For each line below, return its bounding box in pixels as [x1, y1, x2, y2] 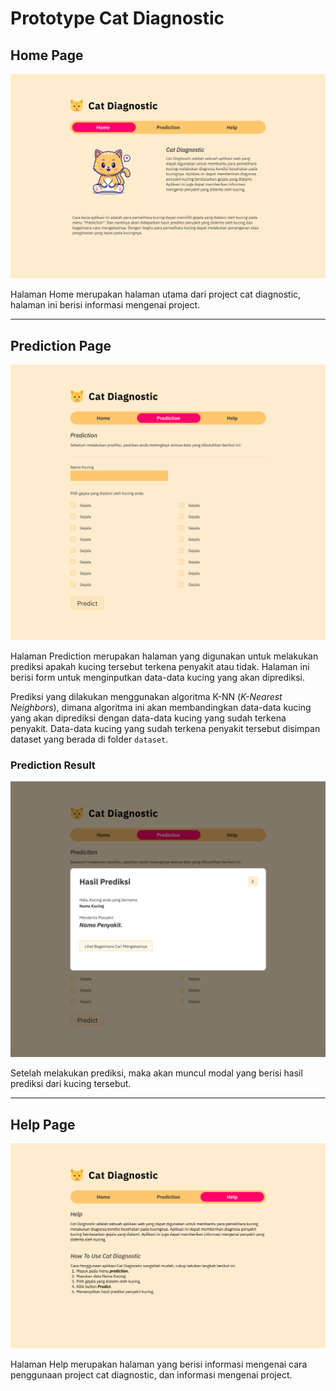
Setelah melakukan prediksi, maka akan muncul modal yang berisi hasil [10, 1067, 303, 1079]
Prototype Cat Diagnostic [10, 7, 225, 30]
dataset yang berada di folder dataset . [10, 733, 169, 746]
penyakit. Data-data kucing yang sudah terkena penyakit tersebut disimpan [10, 723, 321, 735]
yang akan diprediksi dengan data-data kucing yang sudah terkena [10, 712, 287, 724]
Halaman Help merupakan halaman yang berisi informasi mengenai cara [10, 1358, 308, 1370]
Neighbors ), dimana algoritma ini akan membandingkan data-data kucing [10, 702, 312, 714]
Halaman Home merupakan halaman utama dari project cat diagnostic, [10, 288, 302, 301]
